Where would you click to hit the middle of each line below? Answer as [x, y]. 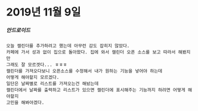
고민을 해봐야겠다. [25, 103]
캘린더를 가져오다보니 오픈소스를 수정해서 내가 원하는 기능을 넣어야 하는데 [84, 71]
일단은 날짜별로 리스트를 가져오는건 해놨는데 [52, 84]
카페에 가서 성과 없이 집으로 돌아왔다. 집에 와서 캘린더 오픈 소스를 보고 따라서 [91, 52]
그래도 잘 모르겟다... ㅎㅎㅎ [37, 65]
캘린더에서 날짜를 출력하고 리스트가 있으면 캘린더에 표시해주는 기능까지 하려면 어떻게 [96, 90]
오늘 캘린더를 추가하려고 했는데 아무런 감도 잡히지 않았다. [68, 46]
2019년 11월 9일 [44, 12]
